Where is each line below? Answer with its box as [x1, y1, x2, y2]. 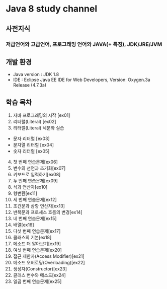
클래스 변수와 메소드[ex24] [13, 272, 66, 278]
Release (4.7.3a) [13, 82, 47, 88]
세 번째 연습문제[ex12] [13, 197, 57, 203]
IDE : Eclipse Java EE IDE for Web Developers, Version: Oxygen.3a [13, 77, 150, 83]
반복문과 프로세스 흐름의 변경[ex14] [13, 209, 82, 215]
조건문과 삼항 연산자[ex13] [13, 203, 65, 209]
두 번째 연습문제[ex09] [13, 178, 58, 184]
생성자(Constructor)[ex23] [13, 266, 67, 272]
